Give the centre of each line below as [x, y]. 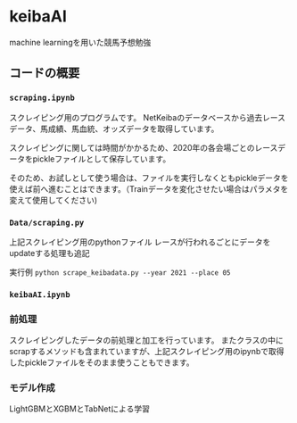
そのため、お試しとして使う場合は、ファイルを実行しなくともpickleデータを [149, 178]
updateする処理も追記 [49, 253]
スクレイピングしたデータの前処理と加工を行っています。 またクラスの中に [146, 340]
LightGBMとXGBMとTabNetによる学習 [79, 409]
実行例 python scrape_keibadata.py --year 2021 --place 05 [120, 272]
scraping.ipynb [42, 98]
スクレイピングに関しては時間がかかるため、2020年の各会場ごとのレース [144, 147]
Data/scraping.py [47, 222]
